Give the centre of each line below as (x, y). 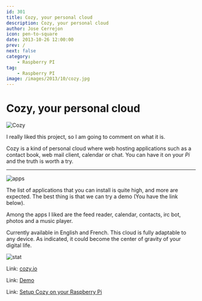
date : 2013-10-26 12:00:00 (40, 40)
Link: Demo (20, 281)
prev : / (16, 46)
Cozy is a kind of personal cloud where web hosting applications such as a (99, 148)
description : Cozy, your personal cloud (58, 23)
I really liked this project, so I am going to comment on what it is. (86, 137)
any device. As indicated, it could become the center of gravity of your (94, 239)
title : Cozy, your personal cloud (50, 17)
